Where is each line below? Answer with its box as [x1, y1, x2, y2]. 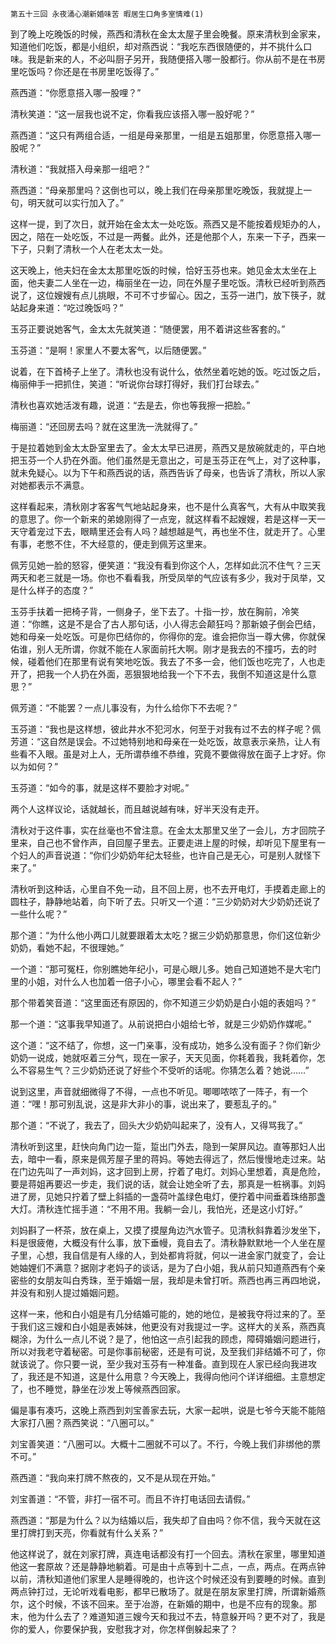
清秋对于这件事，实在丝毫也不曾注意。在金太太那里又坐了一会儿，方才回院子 [10, 824, 326, 836]
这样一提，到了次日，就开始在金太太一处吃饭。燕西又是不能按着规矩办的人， [10, 218, 326, 230]
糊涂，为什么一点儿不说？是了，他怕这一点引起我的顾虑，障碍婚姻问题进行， [10, 1333, 326, 1345]
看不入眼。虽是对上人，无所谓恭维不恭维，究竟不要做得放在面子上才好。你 [18, 748, 326, 760]
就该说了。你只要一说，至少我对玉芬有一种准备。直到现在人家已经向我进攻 [10, 1358, 317, 1370]
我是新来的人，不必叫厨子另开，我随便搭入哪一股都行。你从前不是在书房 [27, 53, 326, 65]
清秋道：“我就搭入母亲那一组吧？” [10, 163, 150, 175]
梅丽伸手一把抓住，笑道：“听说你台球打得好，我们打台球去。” [10, 378, 260, 390]
